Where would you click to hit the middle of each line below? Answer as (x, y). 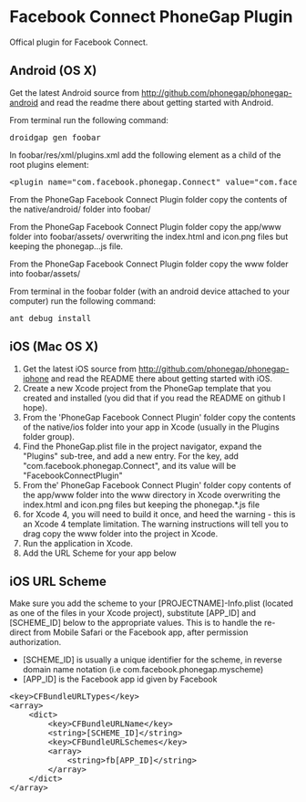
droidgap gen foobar (56, 137)
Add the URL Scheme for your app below (100, 553)
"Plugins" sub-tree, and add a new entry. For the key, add (131, 456)
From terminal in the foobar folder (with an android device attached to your (149, 291)
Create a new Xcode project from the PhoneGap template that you (147, 388)
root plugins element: (49, 164)
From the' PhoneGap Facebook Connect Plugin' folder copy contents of (157, 484)
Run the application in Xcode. (78, 543)
